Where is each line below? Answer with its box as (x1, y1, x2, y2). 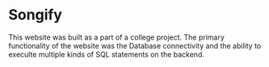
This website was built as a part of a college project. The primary (8, 32, 225, 42)
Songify (8, 6, 63, 24)
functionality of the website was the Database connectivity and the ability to (8, 40, 262, 50)
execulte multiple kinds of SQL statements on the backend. (8, 49, 204, 59)
